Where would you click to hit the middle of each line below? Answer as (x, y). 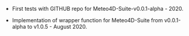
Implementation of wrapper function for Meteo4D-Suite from (87, 20)
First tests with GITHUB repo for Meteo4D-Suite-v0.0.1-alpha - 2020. (98, 9)
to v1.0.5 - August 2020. (57, 27)
